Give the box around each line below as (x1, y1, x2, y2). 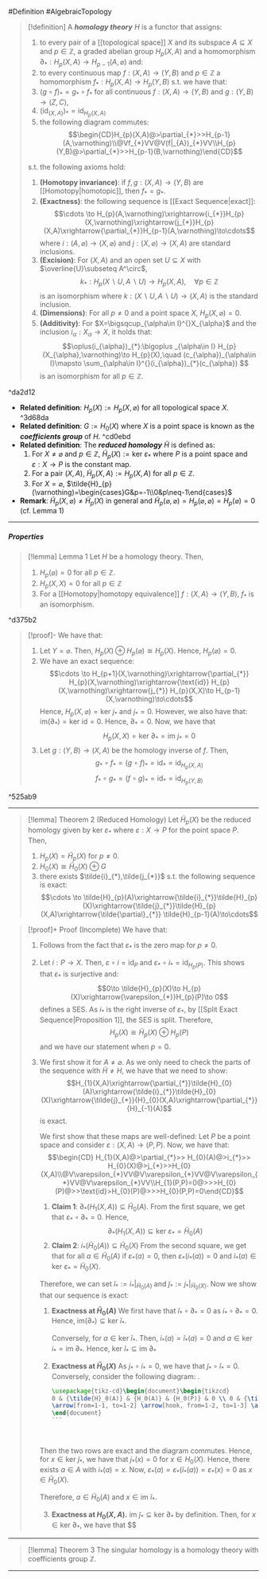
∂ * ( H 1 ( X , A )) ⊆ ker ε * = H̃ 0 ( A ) (107, 1227, 203, 1238)
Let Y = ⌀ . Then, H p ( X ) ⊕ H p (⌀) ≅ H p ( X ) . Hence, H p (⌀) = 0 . (39, 646, 237, 657)
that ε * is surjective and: (39, 969, 119, 981)
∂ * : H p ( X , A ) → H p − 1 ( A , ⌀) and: (39, 57, 144, 69)
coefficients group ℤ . (27, 1553, 97, 1563)
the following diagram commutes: (39, 117, 149, 127)
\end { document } (51, 1409, 102, 1417)
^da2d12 (8, 387, 36, 397)
